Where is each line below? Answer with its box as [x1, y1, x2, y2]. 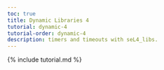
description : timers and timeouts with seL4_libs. [7, 36, 158, 43]
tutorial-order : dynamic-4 [7, 29, 86, 37]
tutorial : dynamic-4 [7, 23, 68, 30]
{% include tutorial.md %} [7, 55, 82, 64]
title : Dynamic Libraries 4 [7, 17, 90, 24]
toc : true [7, 10, 36, 17]
